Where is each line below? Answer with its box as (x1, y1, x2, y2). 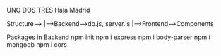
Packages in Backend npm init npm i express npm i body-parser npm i (6, 33, 211, 41)
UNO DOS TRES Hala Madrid (6, 6, 90, 14)
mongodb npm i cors (6, 41, 68, 48)
